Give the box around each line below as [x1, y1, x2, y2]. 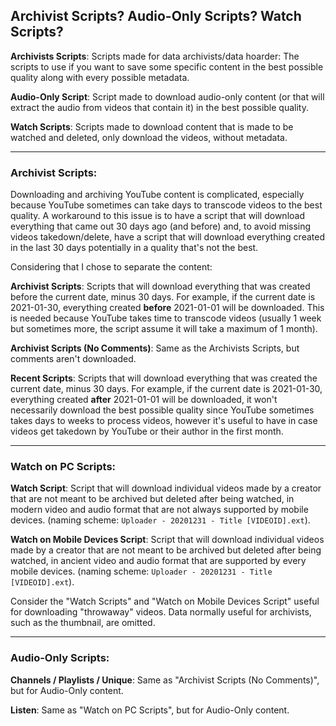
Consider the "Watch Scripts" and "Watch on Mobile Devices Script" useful [10, 595, 320, 608]
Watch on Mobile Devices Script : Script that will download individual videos [10, 534, 325, 546]
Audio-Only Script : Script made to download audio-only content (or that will [10, 90, 325, 103]
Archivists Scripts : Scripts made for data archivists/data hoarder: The [10, 50, 300, 62]
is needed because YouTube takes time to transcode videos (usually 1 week [10, 312, 322, 324]
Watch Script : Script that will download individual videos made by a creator [10, 482, 322, 494]
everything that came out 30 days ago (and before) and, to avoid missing [10, 220, 312, 233]
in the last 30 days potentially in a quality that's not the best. [10, 242, 259, 254]
